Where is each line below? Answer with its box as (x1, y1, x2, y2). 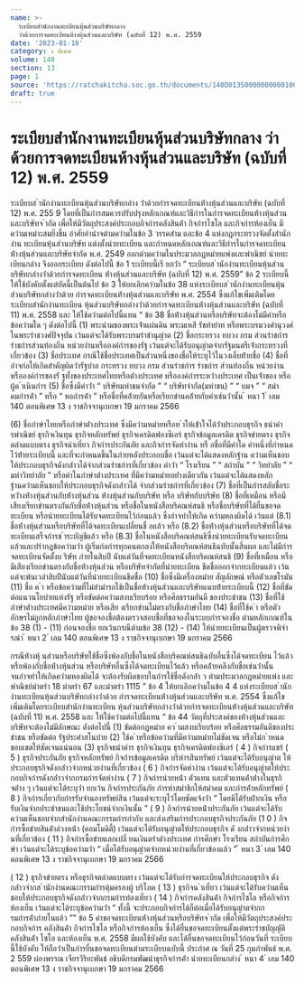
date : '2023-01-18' (10, 38, 84, 48)
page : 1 (10, 72, 40, 81)
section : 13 (10, 64, 55, 73)
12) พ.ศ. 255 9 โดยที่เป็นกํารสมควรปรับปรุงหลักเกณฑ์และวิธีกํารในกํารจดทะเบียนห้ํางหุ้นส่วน (10, 208, 288, 219)
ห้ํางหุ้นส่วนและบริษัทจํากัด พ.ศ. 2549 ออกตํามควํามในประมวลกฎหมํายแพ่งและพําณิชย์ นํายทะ (10, 248, 289, 259)
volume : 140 (10, 55, 55, 64)
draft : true (10, 89, 55, 98)
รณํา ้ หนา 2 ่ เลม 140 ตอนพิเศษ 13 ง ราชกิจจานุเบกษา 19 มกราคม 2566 (10, 632, 233, 643)
